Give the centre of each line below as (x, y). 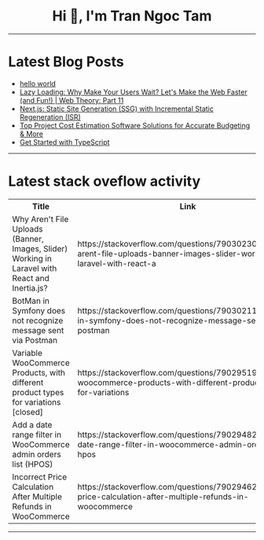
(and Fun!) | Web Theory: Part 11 (71, 100)
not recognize (38, 320)
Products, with (38, 372)
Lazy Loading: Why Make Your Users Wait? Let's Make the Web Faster (133, 92)
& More (31, 134)
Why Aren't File (40, 219)
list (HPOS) (33, 464)
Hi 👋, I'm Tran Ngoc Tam (132, 16)
